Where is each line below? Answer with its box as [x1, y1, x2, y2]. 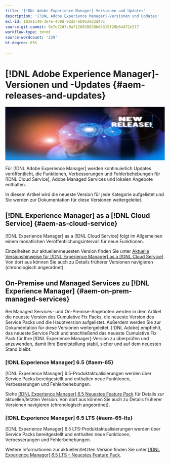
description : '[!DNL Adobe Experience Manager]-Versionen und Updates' [5, 13, 159, 19]
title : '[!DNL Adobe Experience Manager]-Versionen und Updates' [5, 8, 146, 13]
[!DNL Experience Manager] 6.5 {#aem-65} [5, 358, 114, 366]
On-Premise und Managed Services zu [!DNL [5, 279, 150, 288]
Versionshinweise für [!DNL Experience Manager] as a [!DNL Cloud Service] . [5, 253, 165, 259]
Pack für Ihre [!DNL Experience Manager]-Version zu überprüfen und [5, 335, 149, 341]
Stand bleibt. [5, 346, 32, 352]
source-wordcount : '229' [5, 35, 58, 40]
